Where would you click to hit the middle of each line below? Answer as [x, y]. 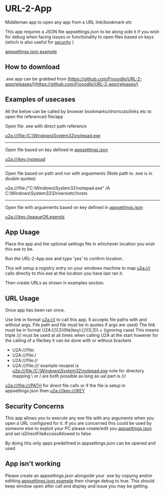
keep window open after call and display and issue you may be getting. [77, 486]
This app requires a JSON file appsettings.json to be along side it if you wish [82, 31]
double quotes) [20, 178]
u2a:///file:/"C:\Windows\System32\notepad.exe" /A [58, 188]
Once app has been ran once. [35, 310]
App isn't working [33, 464]
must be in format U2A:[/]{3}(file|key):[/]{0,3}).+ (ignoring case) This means [82, 330]
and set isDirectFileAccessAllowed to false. [49, 434]
